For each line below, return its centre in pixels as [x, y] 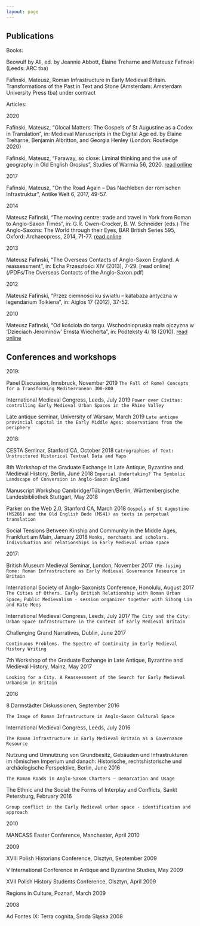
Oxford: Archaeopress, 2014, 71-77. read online [64, 237]
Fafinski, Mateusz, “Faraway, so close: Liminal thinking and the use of [92, 158]
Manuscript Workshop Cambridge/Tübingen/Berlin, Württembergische [93, 491]
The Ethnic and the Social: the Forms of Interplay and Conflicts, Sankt [92, 790]
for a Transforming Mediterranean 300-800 [60, 389]
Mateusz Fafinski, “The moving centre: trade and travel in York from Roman [99, 218]
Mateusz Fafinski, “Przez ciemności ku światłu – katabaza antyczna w [92, 296]
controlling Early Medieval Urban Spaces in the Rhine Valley [85, 406]
